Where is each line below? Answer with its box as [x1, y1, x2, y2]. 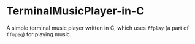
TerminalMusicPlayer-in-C [6, 4, 145, 18]
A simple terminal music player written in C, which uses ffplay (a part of [6, 24, 189, 31]
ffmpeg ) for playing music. [6, 30, 72, 37]
